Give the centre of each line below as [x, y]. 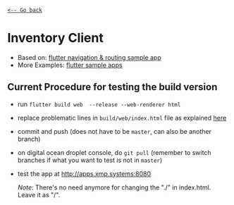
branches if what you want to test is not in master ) [90, 160]
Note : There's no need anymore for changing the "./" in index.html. [114, 187]
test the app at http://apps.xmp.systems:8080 [84, 173]
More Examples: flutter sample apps [70, 65]
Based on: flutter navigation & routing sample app [89, 57]
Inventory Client [55, 38]
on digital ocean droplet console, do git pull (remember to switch [114, 152]
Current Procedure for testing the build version [112, 87]
